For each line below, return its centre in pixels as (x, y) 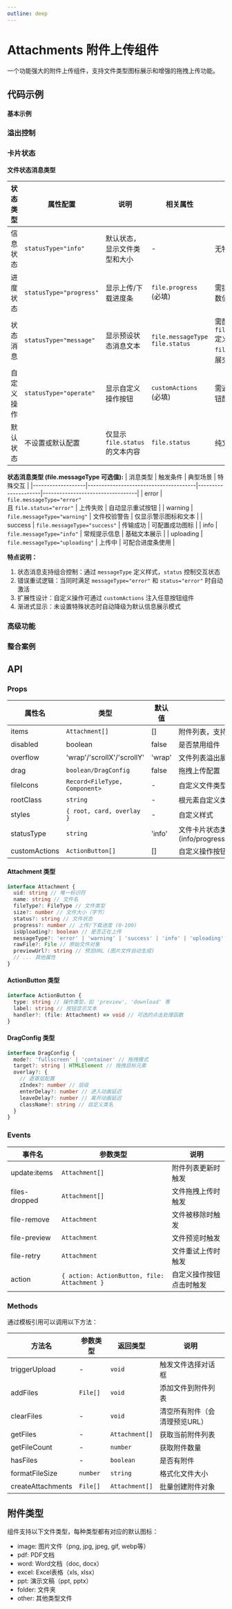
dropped (25, 1200)
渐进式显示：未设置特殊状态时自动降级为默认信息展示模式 (99, 606)
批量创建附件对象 (187, 1486)
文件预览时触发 (196, 1238)
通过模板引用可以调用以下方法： (52, 1321)
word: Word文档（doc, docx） (60, 1563)
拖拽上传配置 (199, 771)
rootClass (26, 800)
